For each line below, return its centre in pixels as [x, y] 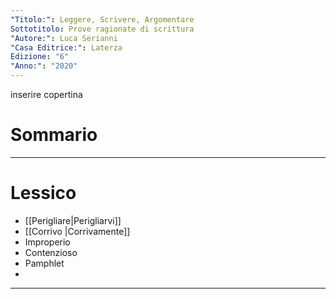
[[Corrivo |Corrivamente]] [77, 231]
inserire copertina [46, 94]
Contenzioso [51, 252]
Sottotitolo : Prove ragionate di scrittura [102, 29]
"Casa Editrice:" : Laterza [66, 47]
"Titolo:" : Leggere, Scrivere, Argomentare [102, 19]
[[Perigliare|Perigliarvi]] [73, 220]
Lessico [43, 193]
